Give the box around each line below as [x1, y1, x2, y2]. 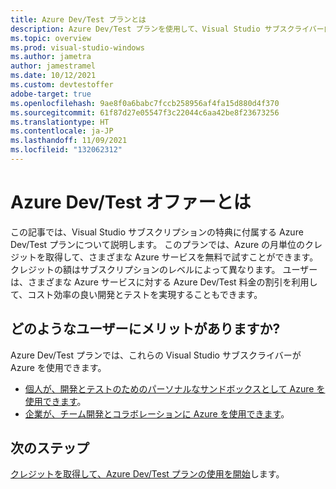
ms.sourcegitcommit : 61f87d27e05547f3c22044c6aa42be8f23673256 [10, 107, 280, 118]
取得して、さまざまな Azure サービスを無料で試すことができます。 [44, 251, 319, 263]
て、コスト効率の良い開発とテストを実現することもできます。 [10, 288, 263, 300]
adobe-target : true [10, 89, 92, 99]
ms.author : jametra [10, 52, 92, 62]
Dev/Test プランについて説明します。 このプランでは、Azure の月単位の [10, 238, 306, 250]
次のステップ [10, 440, 90, 457]
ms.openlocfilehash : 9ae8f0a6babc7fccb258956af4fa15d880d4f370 [10, 98, 280, 108]
